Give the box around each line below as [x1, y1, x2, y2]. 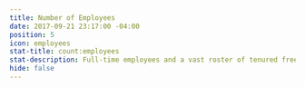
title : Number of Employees [9, 13, 116, 23]
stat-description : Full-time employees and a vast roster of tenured [9, 55, 279, 64]
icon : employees [9, 38, 71, 48]
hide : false [9, 64, 54, 73]
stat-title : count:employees [9, 47, 120, 56]
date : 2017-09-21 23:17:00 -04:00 [9, 22, 141, 31]
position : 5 [9, 30, 54, 39]
